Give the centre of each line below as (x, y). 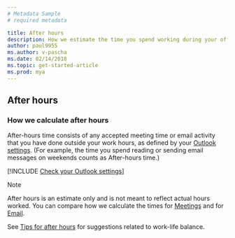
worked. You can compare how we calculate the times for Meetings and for (115, 206)
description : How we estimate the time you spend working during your (112, 39)
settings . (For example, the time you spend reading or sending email (106, 150)
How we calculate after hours (58, 120)
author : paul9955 (33, 46)
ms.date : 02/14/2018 (37, 59)
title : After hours (36, 33)
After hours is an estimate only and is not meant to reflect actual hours (109, 198)
